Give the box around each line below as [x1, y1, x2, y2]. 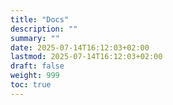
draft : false [10, 61, 65, 71]
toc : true [10, 80, 52, 90]
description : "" [10, 24, 78, 34]
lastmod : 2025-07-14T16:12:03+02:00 [10, 52, 163, 62]
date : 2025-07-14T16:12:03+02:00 [10, 42, 150, 53]
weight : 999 [10, 71, 60, 81]
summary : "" [10, 33, 60, 43]
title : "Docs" [10, 14, 70, 25]
